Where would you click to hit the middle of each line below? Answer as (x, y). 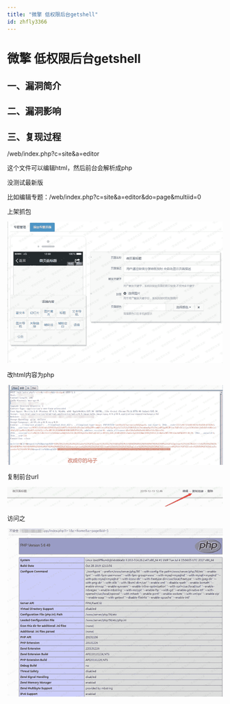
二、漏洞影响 (34, 111)
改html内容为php (31, 375)
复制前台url (23, 476)
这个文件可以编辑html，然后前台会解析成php (69, 168)
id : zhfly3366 (27, 22)
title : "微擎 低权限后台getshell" (53, 14)
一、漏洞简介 (34, 86)
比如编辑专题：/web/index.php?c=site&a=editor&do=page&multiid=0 (104, 197)
